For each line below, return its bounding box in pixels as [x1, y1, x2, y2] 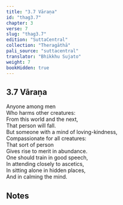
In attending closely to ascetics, [6, 161, 85, 168]
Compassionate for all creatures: [6, 135, 87, 142]
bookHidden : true [6, 64, 50, 71]
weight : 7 [6, 59, 31, 65]
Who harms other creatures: [6, 109, 76, 117]
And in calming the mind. [6, 173, 67, 180]
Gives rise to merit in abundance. [6, 148, 88, 155]
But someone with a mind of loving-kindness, [6, 129, 118, 136]
